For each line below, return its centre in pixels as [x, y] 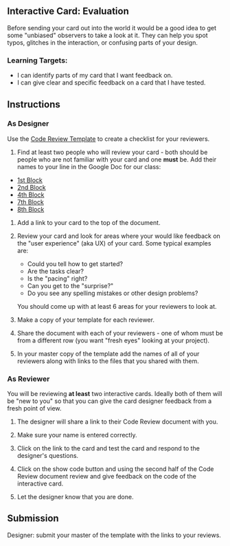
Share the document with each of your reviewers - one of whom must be [120, 333]
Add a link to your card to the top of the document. [89, 222]
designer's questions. [48, 456]
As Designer [28, 124]
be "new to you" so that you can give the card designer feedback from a [110, 401]
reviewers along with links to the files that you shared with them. [108, 361]
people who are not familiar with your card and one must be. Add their [117, 159]
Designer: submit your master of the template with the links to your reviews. [114, 535]
